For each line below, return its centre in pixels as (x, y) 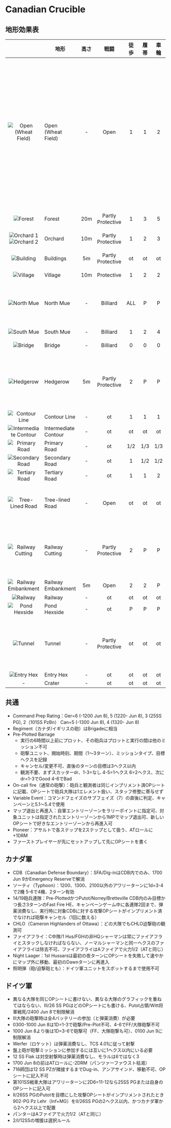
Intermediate (59, 428)
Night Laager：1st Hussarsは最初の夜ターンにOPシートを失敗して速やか (88, 955)
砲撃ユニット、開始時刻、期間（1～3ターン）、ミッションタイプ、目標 (93, 753)
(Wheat (53, 132)
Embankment (60, 589)
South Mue (57, 332)
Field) (51, 138)
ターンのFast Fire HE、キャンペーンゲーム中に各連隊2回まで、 (94, 904)
